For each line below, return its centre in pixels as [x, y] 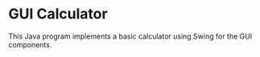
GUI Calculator [58, 14]
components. [30, 44]
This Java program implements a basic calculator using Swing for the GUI [130, 36]
